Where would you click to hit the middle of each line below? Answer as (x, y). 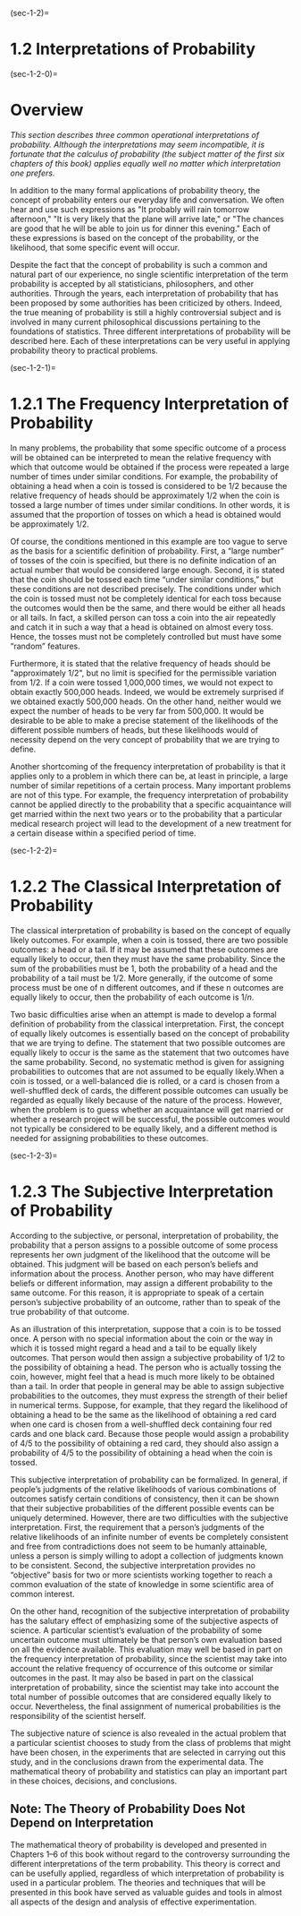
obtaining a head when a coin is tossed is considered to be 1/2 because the (149, 485)
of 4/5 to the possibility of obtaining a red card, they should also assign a (145, 1443)
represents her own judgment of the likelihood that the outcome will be (140, 1254)
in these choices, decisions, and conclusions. (94, 1781)
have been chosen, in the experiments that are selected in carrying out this (148, 1752)
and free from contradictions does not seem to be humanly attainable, (139, 1546)
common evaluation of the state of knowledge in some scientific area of (142, 1584)
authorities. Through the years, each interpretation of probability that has (145, 293)
